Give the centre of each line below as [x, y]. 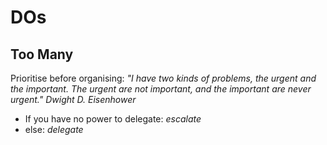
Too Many [42, 54]
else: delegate [54, 129]
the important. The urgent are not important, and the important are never [161, 89]
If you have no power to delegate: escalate [113, 119]
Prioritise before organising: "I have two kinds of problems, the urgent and [163, 78]
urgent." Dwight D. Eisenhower [73, 99]
